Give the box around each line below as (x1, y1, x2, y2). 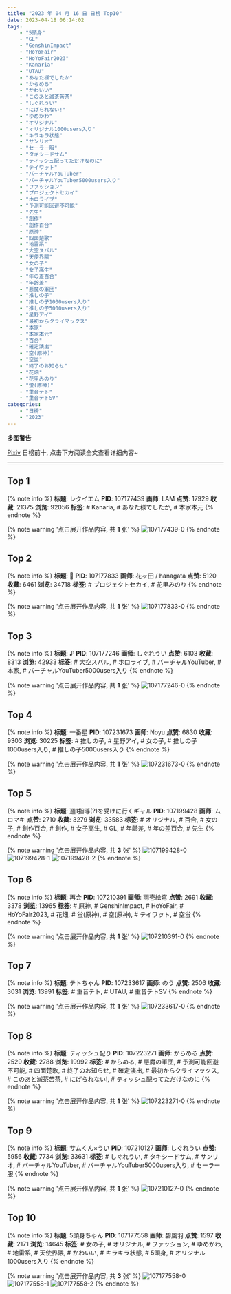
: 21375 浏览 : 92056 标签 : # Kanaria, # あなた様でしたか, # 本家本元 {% (13, 503, 214, 511)
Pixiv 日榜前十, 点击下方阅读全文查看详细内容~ (7, 448, 139, 456)
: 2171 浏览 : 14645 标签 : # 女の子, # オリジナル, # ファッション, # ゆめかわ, (13, 1240, 223, 1248)
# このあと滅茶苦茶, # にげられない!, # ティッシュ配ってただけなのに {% (7, 1075, 211, 1083)
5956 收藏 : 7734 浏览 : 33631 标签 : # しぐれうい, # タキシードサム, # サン (7, 1153, 213, 1161)
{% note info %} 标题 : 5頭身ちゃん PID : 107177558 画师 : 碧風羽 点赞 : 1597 (7, 1231, 214, 1240)
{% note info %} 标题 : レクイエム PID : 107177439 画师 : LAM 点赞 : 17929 (7, 494, 210, 503)
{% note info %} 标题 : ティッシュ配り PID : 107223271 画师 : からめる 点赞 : (7, 1049, 214, 1058)
